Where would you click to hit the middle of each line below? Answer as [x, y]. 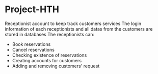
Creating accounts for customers [47, 60]
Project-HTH [32, 9]
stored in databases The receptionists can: [50, 34]
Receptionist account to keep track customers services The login [73, 23]
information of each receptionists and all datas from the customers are [79, 29]
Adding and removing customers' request [56, 66]
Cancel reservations [33, 50]
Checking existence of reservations [49, 55]
